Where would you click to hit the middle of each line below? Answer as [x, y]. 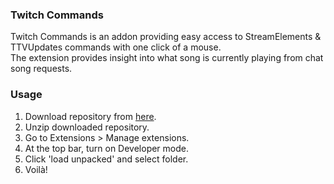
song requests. [41, 69]
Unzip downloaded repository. [87, 127]
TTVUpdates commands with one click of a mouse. [116, 47]
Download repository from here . [90, 116]
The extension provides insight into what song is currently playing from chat [167, 58]
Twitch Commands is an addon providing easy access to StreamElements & [166, 37]
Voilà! [36, 169]
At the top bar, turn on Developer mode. [107, 148]
